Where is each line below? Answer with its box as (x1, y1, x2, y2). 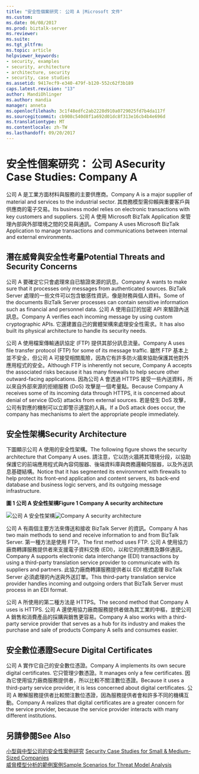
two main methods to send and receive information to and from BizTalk (6, 531, 179, 539)
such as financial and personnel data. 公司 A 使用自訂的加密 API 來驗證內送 (6, 305, 190, 313)
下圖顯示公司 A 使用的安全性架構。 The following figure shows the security (6, 446, 188, 453)
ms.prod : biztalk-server (6, 25, 68, 31)
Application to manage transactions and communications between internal (6, 227, 188, 234)
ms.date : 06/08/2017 (6, 20, 57, 26)
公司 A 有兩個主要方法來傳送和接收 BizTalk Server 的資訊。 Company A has (6, 525, 188, 532)
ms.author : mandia (6, 97, 52, 103)
